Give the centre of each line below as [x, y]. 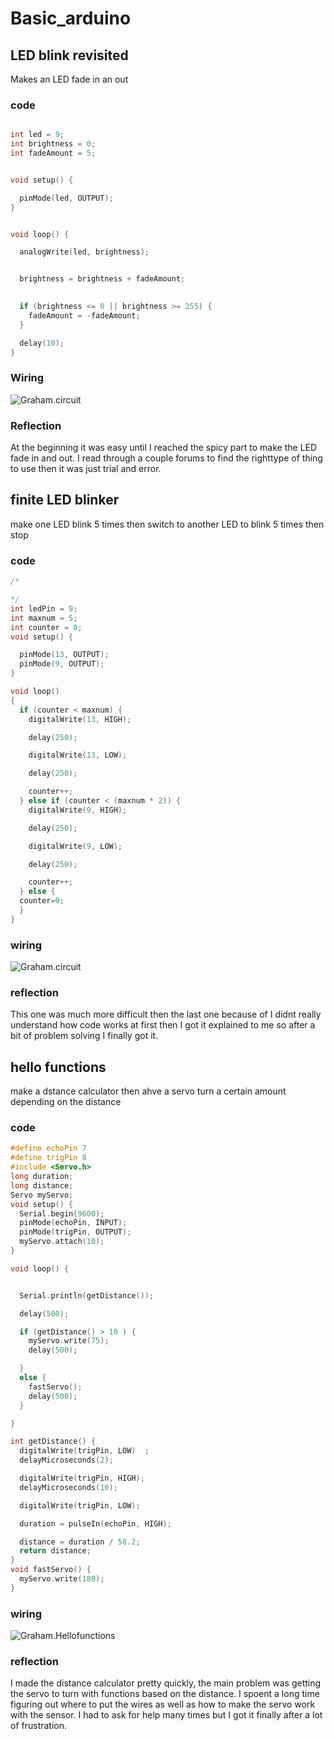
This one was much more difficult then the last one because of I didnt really [166, 1014]
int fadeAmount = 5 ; [53, 153]
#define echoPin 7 [48, 1148]
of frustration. [39, 1726]
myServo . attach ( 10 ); [62, 1242]
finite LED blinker [65, 500]
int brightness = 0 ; [53, 144]
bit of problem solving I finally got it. [84, 1036]
